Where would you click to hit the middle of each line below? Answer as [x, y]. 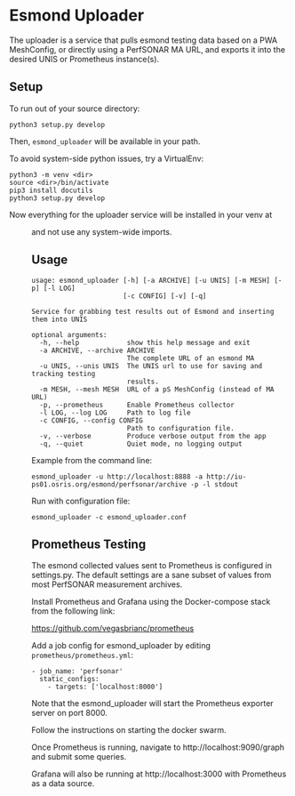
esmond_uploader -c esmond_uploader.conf [109, 517]
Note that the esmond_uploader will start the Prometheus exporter [152, 704]
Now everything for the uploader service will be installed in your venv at [141, 214]
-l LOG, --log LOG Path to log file [115, 413]
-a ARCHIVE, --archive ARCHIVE [97, 350]
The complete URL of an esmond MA [191, 358]
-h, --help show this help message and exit [145, 342]
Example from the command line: [92, 460]
